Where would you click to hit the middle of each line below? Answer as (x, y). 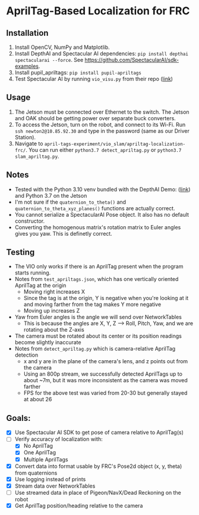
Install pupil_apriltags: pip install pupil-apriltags (78, 72)
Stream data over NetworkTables (55, 486)
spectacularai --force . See (49, 60)
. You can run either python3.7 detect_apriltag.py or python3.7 (104, 149)
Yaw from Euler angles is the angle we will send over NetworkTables (98, 317)
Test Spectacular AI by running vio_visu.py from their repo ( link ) (94, 79)
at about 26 (38, 399)
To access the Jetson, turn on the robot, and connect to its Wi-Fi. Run (100, 124)
